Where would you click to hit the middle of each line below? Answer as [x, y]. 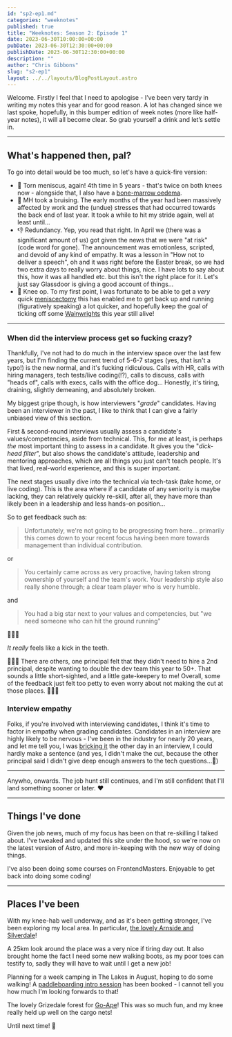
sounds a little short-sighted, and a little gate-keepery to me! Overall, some [114, 676]
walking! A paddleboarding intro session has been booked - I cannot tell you [116, 984]
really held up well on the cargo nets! [60, 1013]
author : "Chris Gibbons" [43, 65]
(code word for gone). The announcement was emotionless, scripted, [116, 247]
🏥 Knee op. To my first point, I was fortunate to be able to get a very [114, 292]
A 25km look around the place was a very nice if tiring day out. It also [106, 949]
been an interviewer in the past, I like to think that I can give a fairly [103, 411]
